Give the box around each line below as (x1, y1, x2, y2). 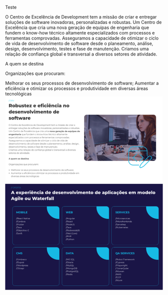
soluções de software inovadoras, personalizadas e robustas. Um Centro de (5, 19, 162, 25)
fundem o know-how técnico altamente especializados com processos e (5, 30, 155, 35)
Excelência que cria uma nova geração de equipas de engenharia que (5, 24, 149, 30)
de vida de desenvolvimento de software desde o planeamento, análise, (5, 40, 153, 46)
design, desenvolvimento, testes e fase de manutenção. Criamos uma (5, 46, 149, 51)
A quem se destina (5, 61, 44, 66)
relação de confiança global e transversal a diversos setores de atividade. (5, 51, 157, 57)
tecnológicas (5, 91, 32, 96)
